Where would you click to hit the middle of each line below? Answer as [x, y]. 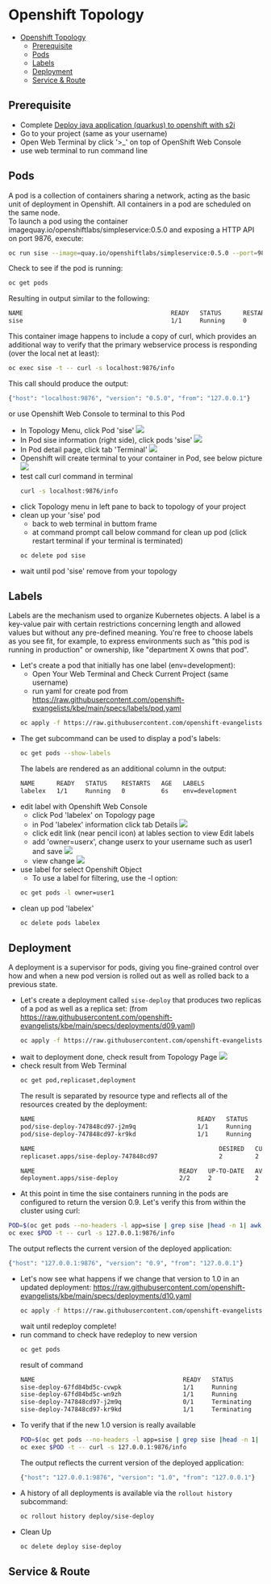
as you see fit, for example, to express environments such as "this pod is [129, 641]
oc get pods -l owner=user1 [67, 893]
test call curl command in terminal [76, 476]
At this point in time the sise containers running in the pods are [124, 1194]
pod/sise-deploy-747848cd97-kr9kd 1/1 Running [135, 1134]
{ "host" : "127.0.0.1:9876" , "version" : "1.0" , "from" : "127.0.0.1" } [138, 1478]
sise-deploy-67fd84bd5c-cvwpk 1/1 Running [129, 1387]
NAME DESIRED [132, 1148]
